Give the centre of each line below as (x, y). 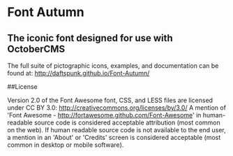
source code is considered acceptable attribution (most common (127, 122)
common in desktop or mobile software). (66, 145)
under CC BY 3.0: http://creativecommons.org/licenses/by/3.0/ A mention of (117, 108)
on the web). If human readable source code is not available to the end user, (117, 130)
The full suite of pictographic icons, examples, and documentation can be (113, 66)
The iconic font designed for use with (90, 38)
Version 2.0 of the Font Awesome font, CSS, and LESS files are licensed (110, 100)
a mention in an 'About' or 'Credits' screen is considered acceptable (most (114, 137)
